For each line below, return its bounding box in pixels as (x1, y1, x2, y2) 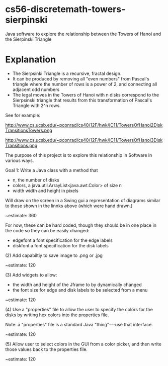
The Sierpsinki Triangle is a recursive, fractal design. (12, 70, 122, 76)
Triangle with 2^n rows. (12, 102, 61, 109)
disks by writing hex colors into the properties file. (5, 312, 109, 318)
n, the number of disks (12, 177, 59, 183)
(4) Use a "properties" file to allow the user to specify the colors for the (5, 306, 153, 312)
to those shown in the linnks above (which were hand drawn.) (5, 203, 133, 209)
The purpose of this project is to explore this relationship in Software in (5, 152, 152, 158)
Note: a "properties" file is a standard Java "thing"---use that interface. (5, 321, 153, 327)
